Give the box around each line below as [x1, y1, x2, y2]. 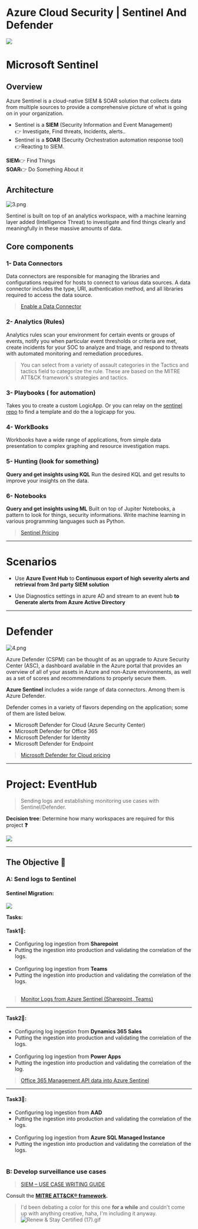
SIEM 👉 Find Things [6, 157, 56, 164]
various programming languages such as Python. [6, 518, 126, 525]
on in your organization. [6, 110, 64, 117]
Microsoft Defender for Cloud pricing [20, 752, 111, 759]
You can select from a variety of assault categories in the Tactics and [20, 361, 189, 368]
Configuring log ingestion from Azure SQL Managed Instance [14, 1134, 166, 1141]
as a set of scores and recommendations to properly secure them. [6, 674, 167, 681]
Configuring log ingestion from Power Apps [14, 1053, 121, 1060]
